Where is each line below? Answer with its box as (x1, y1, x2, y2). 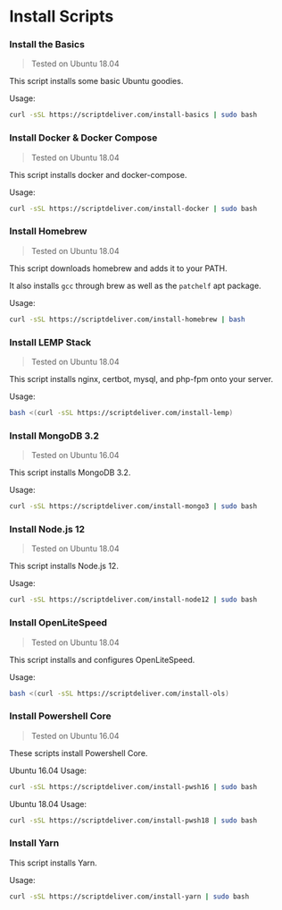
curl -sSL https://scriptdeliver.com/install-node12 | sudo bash (9, 595, 257, 605)
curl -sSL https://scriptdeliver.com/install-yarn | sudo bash (9, 892, 250, 901)
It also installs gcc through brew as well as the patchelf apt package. (9, 280, 261, 291)
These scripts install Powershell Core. (9, 747, 148, 758)
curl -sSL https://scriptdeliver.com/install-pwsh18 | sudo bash (9, 816, 257, 825)
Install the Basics (9, 38, 85, 51)
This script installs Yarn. (9, 857, 98, 868)
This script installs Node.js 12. (9, 561, 119, 572)
